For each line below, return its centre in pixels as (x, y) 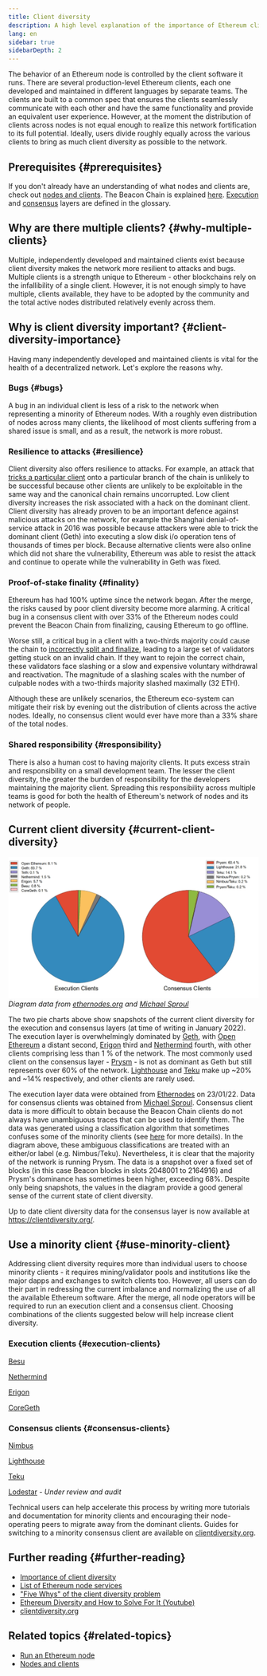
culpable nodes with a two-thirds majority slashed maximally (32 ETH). (124, 683)
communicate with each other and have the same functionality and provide (131, 108)
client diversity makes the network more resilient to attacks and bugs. (122, 268)
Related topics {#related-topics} (90, 1636)
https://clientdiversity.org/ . (52, 1219)
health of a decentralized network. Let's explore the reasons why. (116, 368)
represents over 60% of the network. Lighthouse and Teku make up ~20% (130, 1070)
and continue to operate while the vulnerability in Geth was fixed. (114, 562)
